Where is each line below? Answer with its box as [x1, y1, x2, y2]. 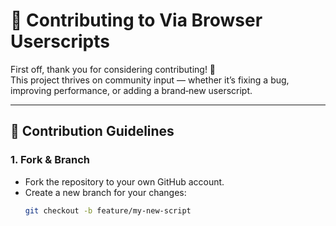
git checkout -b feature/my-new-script [24, 205, 192, 216]
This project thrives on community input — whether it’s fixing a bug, [10, 74, 290, 86]
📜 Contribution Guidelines [10, 123, 175, 140]
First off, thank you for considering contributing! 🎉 [10, 63, 217, 75]
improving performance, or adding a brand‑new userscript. [10, 84, 253, 96]
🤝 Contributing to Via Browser [10, 9, 263, 32]
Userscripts [10, 30, 110, 53]
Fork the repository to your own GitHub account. [24, 175, 225, 188]
